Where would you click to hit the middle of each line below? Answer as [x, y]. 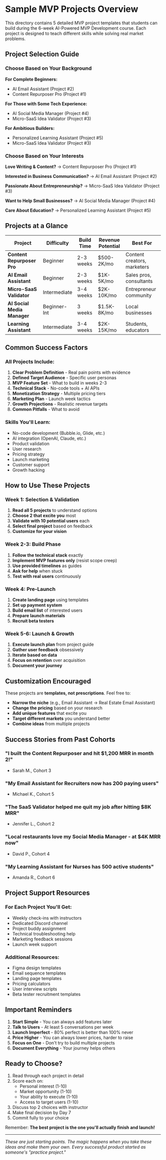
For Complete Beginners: [31, 79]
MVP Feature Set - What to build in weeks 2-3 [60, 383]
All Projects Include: [30, 362]
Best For [142, 243]
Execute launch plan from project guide [53, 644]
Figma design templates [37, 968]
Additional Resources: [32, 957]
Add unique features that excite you [49, 713]
